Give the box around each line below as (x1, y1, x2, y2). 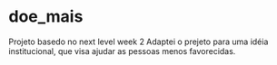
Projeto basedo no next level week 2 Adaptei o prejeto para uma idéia (8, 36, 269, 47)
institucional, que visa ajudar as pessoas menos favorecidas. (8, 45, 236, 56)
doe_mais (8, 6, 84, 27)
